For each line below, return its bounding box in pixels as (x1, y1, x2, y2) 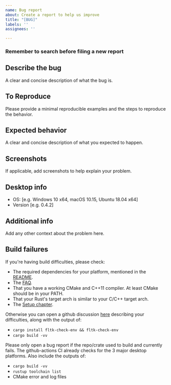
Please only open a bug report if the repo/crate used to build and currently (5, 341, 162, 348)
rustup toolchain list (12, 369, 61, 374)
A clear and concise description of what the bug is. (5, 77, 113, 83)
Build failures (5, 245, 49, 254)
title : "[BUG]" (5, 17, 38, 22)
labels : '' (5, 22, 29, 27)
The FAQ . (12, 280, 32, 286)
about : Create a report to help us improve (5, 12, 100, 17)
